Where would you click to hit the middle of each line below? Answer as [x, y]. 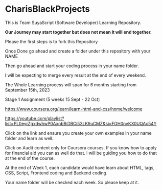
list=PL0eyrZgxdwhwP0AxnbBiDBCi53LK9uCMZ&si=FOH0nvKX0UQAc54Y [81, 123]
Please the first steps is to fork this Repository [51, 41]
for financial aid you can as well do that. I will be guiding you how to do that [81, 153]
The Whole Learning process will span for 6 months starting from [71, 85]
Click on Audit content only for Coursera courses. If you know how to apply [81, 147]
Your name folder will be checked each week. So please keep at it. [72, 182]
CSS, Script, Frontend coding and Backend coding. [56, 173]
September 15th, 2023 [27, 90]
